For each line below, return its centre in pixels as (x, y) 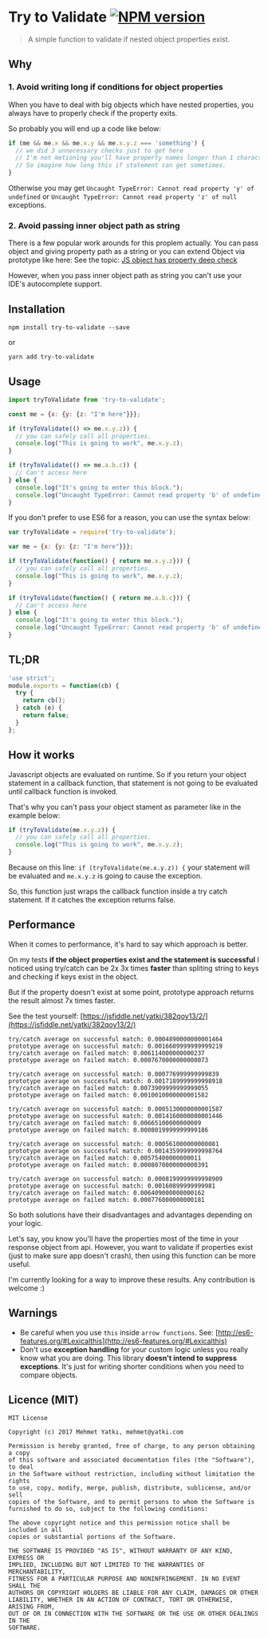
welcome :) (27, 1288)
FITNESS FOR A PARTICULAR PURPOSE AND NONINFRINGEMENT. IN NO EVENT (124, 1579)
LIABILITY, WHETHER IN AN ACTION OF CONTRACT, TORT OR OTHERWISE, (121, 1600)
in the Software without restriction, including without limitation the (132, 1474)
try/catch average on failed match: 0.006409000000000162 (106, 1193)
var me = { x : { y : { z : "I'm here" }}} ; (71, 547)
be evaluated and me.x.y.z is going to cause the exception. (105, 876)
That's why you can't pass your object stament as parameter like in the (125, 807)
